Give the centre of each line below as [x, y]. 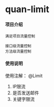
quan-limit [27, 9]
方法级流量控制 [18, 52]
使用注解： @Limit [24, 76]
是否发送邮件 [25, 93]
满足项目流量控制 [20, 37]
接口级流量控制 [18, 46]
